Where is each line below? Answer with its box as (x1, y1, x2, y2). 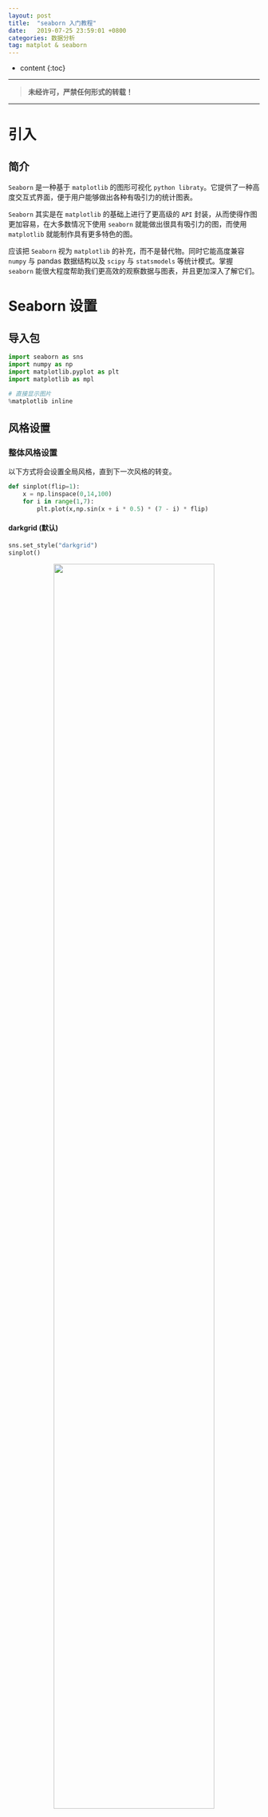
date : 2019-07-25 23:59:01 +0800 (8, 26, 127, 34)
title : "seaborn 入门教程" (8, 19, 97, 27)
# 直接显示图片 (8, 389, 52, 397)
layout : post (8, 11, 52, 20)
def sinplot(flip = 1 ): (8, 483, 81, 491)
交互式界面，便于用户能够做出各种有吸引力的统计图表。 (14, 192, 197, 202)
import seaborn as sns (8, 353, 84, 361)
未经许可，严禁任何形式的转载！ (27, 87, 133, 97)
